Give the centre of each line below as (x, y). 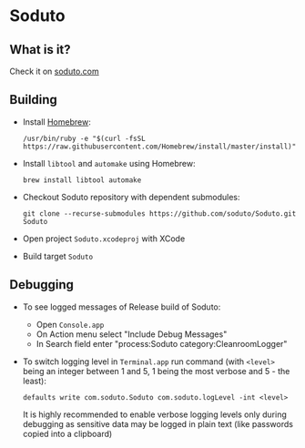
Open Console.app (70, 324)
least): (35, 381)
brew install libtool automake (82, 180)
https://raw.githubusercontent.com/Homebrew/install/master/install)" (159, 147)
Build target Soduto (58, 256)
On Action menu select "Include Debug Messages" (132, 334)
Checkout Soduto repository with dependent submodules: (131, 197)
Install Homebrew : (56, 122)
